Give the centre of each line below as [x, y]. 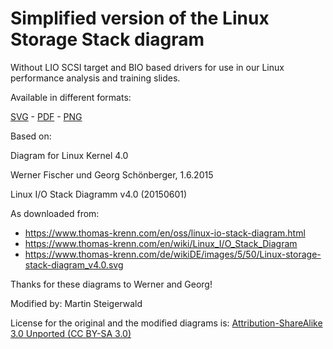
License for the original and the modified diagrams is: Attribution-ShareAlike [166, 323]
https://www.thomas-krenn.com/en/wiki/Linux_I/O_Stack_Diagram [161, 243]
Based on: [31, 136]
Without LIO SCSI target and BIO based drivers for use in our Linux [147, 67]
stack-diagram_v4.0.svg [74, 264]
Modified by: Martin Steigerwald [76, 303]
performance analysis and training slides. [95, 78]
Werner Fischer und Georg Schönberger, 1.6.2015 [112, 174]
